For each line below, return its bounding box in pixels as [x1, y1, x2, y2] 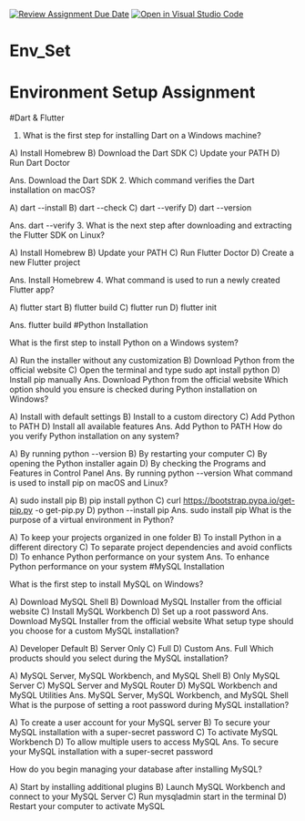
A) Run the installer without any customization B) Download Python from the [9, 355, 295, 366]
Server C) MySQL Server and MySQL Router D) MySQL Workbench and [9, 680, 278, 692]
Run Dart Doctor [9, 158, 71, 169]
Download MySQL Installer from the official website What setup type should [9, 616, 294, 627]
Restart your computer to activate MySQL [9, 801, 166, 812]
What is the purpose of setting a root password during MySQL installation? [9, 700, 290, 711]
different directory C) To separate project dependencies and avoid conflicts [9, 542, 293, 553]
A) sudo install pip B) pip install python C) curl [9, 495, 182, 506]
